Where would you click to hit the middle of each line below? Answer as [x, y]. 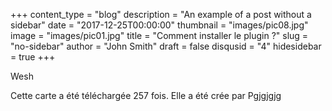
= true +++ [33, 57]
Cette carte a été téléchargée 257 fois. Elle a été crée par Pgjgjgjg [146, 95]
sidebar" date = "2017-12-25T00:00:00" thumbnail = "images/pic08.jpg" [159, 25]
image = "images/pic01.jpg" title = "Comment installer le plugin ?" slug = [159, 35]
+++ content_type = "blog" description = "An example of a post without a [161, 14]
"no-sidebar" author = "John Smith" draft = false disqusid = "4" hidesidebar [166, 46]
